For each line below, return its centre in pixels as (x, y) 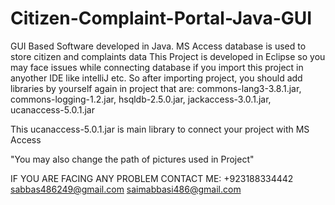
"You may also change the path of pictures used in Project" (132, 159)
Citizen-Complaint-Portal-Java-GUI (161, 18)
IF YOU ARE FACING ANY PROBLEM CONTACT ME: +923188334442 (152, 178)
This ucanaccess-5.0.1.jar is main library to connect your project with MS (160, 129)
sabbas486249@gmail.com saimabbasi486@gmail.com (126, 189)
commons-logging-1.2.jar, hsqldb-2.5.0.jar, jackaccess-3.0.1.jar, (141, 99)
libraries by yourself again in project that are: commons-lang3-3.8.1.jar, (156, 88)
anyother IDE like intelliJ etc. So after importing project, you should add (156, 78)
